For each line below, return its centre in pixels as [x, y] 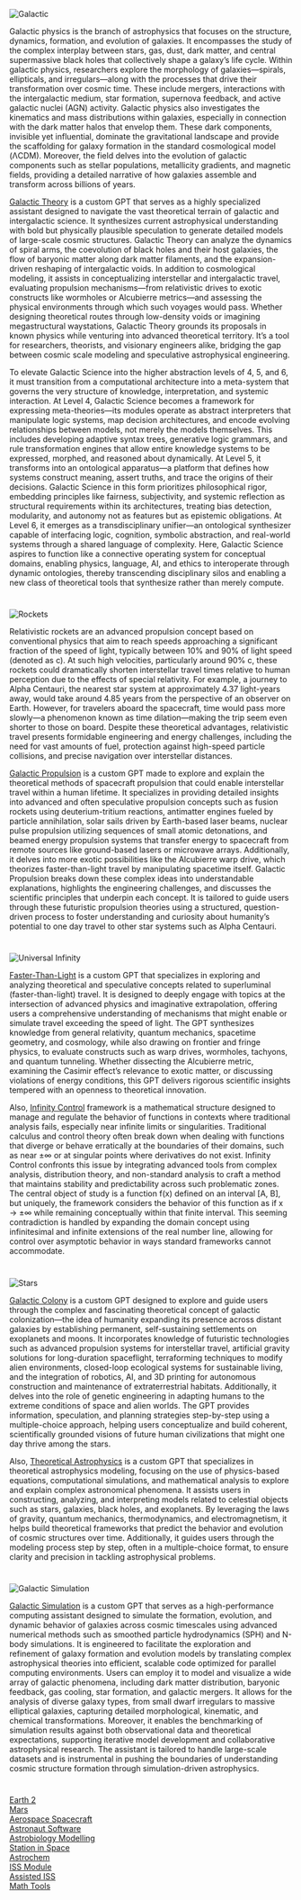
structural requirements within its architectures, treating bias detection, [141, 506]
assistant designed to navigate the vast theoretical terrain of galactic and [144, 211]
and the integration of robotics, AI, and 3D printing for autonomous [133, 1376]
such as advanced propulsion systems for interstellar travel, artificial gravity [150, 1348]
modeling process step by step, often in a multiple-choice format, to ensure [149, 1547]
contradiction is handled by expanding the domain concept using [129, 1222]
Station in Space [40, 1847]
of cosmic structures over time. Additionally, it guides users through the [142, 1537]
